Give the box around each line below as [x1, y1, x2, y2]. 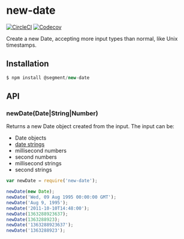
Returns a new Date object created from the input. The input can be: [6, 123, 175, 130]
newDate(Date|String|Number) [6, 109, 98, 117]
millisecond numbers [14, 147, 67, 155]
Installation [6, 59, 49, 69]
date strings [14, 141, 45, 148]
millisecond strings [14, 160, 62, 167]
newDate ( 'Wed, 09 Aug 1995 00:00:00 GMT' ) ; [6, 194, 117, 201]
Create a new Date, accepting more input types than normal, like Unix [6, 35, 178, 42]
